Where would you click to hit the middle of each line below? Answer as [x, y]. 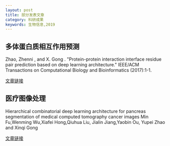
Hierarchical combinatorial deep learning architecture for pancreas [76, 111]
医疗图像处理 [26, 98]
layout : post [19, 10]
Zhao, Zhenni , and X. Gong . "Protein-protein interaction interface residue [83, 59]
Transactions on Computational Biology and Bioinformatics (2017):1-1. [79, 70]
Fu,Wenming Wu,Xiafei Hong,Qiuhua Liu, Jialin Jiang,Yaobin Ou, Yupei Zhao [85, 122]
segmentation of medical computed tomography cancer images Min [77, 117]
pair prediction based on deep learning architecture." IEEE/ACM [72, 65]
